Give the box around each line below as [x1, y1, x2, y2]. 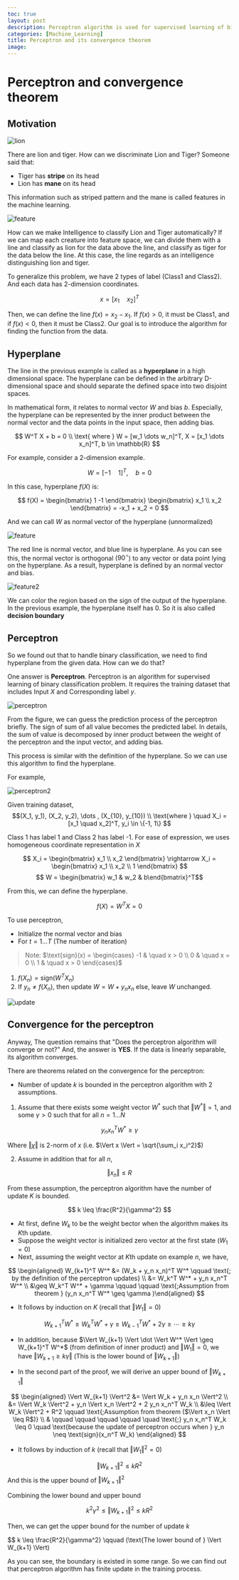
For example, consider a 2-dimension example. [7, 454, 146, 462]
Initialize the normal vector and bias [17, 929, 122, 938]
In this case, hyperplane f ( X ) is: [7, 482, 100, 491]
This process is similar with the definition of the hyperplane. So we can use [7, 752, 228, 760]
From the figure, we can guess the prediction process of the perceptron [7, 715, 218, 723]
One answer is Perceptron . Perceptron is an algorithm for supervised [7, 672, 211, 681]
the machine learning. [7, 201, 71, 209]
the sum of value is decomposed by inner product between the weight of [7, 731, 221, 739]
